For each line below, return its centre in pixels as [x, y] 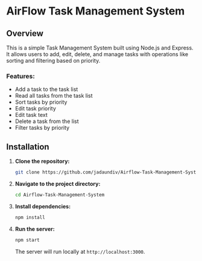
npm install [30, 217]
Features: [21, 76]
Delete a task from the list [47, 121]
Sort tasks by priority [41, 102]
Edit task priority [35, 108]
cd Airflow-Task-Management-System [60, 195]
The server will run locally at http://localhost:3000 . [80, 251]
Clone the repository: [42, 162]
